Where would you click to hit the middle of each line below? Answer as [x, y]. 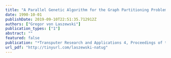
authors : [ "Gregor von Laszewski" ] [43, 24]
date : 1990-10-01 [24, 15]
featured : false [22, 38]
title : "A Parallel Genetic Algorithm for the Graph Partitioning [77, 10]
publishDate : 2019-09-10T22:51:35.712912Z [51, 19]
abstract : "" [19, 33]
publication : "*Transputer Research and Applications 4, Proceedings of [84, 43]
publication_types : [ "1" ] [33, 29]
